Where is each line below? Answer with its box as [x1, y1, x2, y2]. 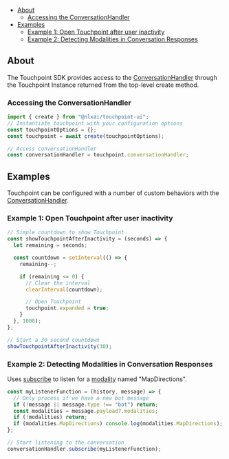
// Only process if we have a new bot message [13, 394, 149, 402]
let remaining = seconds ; [13, 242, 88, 249]
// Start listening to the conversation [7, 439, 125, 447]
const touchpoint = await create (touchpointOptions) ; [7, 132, 165, 140]
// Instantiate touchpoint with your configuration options [7, 120, 184, 127]
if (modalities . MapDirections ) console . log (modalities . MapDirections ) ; [13, 420, 223, 427]
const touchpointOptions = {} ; [7, 126, 97, 133]
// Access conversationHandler [7, 145, 97, 152]
